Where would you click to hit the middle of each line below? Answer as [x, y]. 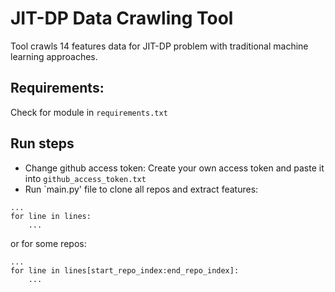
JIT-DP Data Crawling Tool [122, 18]
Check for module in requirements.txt [89, 112]
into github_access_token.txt [85, 178]
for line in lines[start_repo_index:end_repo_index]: [125, 270]
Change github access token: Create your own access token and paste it [174, 168]
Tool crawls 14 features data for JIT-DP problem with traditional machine [159, 46]
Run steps [42, 143]
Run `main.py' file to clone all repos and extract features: [141, 189]
